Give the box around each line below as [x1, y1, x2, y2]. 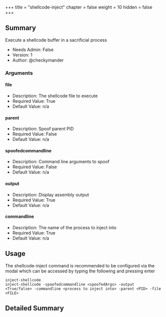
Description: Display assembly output [12, 191, 89, 197]
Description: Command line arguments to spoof [12, 159, 110, 165]
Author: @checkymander [12, 57, 64, 63]
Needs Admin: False [12, 47, 54, 53]
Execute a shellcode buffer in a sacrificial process [5, 37, 107, 43]
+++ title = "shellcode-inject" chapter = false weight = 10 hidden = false [5, 4, 153, 10]
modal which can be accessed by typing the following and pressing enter [5, 268, 156, 274]
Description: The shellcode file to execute [12, 93, 98, 99]
